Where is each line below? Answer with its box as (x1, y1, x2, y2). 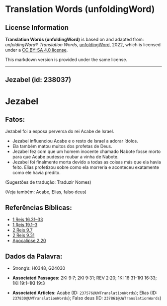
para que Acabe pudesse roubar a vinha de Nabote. (12, 154, 119, 160)
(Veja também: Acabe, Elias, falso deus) (5, 189, 87, 195)
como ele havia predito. (12, 170, 61, 176)
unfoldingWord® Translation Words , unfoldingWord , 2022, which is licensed (5, 42, 161, 48)
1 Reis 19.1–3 (12, 222, 38, 228)
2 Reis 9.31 (12, 232, 35, 238)
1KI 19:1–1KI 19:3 (12, 280, 45, 286)
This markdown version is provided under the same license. (5, 57, 128, 63)
